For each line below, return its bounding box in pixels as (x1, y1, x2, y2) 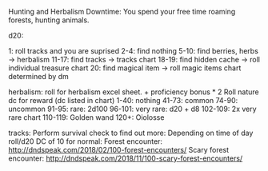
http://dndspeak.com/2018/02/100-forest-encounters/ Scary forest (8, 145, 230, 154)
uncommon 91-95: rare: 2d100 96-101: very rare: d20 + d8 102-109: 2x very (8, 104, 258, 113)
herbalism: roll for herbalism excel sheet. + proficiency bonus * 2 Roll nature (8, 87, 260, 97)
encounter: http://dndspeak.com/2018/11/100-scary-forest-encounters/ (8, 153, 243, 163)
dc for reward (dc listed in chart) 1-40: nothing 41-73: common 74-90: (8, 96, 238, 105)
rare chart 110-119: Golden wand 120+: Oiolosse (8, 113, 165, 122)
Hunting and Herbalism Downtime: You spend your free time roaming (8, 7, 236, 16)
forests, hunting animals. (8, 15, 90, 25)
